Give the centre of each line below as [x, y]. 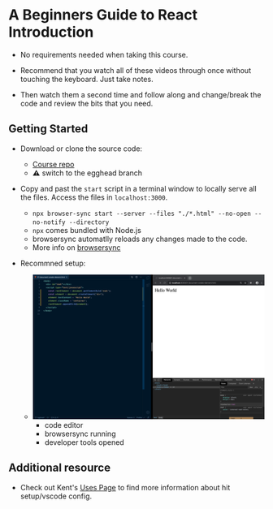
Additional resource [60, 468]
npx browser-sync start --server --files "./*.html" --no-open [142, 214]
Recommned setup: [53, 263]
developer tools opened [84, 442]
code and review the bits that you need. [87, 103]
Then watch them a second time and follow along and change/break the [141, 94]
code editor [64, 425]
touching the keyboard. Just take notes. [87, 79]
